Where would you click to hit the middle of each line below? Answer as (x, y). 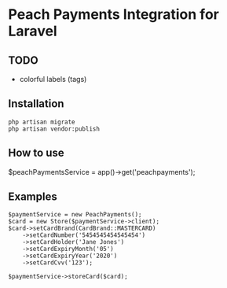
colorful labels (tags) (53, 79)
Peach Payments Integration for (114, 15)
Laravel (33, 31)
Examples (33, 197)
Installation (36, 104)
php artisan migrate (42, 122)
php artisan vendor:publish (54, 129)
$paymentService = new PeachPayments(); (75, 215)
